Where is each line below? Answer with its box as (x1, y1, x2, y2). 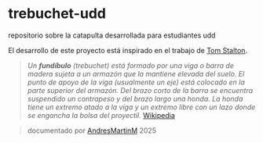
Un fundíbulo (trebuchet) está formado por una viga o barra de (27, 60, 234, 70)
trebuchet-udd (8, 5, 106, 23)
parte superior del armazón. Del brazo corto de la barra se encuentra (27, 85, 254, 95)
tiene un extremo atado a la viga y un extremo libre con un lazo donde (27, 102, 256, 112)
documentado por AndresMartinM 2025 (27, 126, 157, 135)
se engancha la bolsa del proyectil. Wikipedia (27, 110, 175, 120)
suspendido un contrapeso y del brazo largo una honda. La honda (27, 94, 243, 103)
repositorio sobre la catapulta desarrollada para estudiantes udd (8, 30, 216, 40)
